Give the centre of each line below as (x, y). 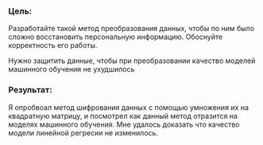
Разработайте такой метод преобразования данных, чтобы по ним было (131, 29)
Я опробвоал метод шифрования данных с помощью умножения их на (128, 107)
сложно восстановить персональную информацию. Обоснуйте (116, 37)
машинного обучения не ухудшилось (72, 69)
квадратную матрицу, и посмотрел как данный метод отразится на (123, 116)
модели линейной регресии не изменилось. (83, 132)
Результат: (31, 90)
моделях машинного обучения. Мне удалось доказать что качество (124, 124)
